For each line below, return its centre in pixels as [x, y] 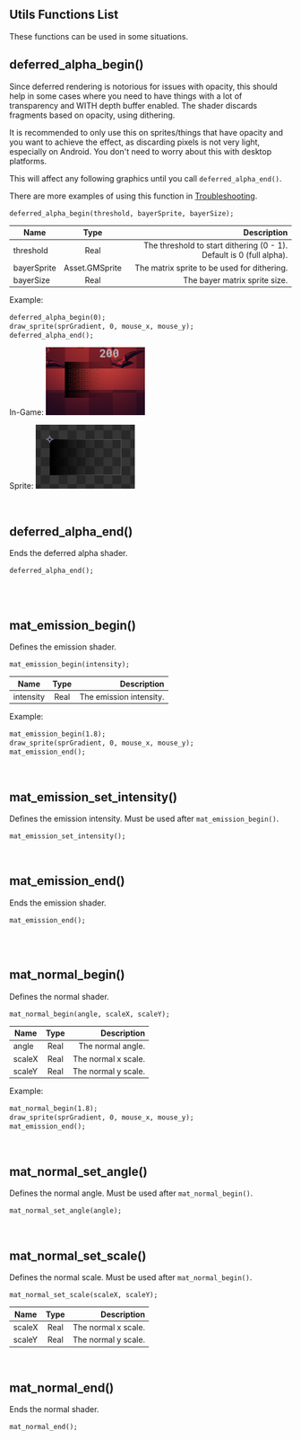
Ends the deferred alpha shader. [69, 553]
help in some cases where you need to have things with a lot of [126, 96]
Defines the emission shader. [63, 647]
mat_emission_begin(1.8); [57, 734]
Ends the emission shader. [58, 903]
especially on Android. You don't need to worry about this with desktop [140, 151]
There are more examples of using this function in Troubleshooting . [133, 196]
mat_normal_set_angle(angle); [66, 1211]
